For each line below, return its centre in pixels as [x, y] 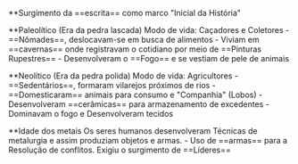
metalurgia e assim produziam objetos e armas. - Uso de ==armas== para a [148, 140]
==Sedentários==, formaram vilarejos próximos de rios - [112, 85]
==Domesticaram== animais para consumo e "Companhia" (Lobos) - [136, 94]
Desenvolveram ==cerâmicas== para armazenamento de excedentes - [139, 104]
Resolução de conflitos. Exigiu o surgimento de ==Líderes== [120, 150]
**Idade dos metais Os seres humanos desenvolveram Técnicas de [133, 131]
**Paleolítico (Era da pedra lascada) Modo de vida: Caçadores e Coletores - [149, 30]
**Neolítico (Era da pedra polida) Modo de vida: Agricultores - [123, 76]
